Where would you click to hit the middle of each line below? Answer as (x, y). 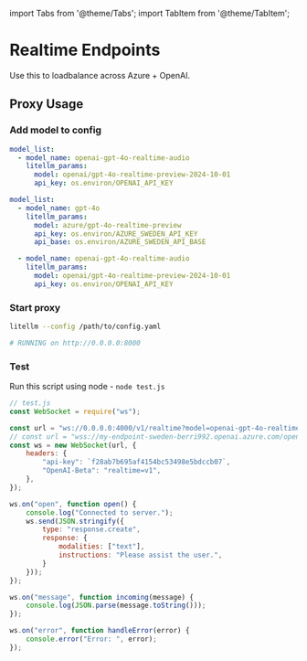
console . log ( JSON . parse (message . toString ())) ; (116, 606)
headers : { (47, 453)
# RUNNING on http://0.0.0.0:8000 (75, 343)
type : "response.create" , (92, 529)
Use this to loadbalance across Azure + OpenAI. (100, 75)
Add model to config (56, 130)
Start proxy (35, 307)
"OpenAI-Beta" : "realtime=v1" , (102, 471)
